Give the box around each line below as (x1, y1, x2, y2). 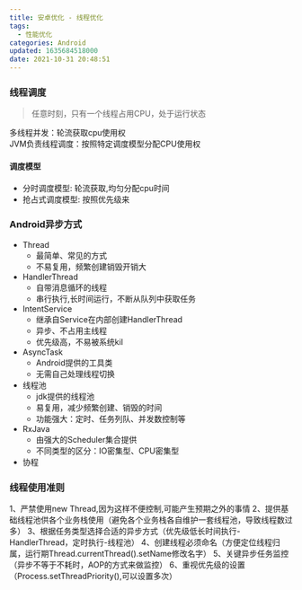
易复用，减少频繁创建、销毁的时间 (35, 401, 163, 413)
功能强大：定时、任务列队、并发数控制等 (35, 413, 186, 424)
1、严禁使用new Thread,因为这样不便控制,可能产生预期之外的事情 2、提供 (9, 504, 281, 515)
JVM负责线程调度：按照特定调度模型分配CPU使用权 (9, 138, 200, 149)
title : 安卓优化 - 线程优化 (9, 13, 103, 22)
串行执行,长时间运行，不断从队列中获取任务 (35, 293, 196, 304)
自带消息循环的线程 (35, 282, 108, 293)
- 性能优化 (17, 30, 53, 39)
